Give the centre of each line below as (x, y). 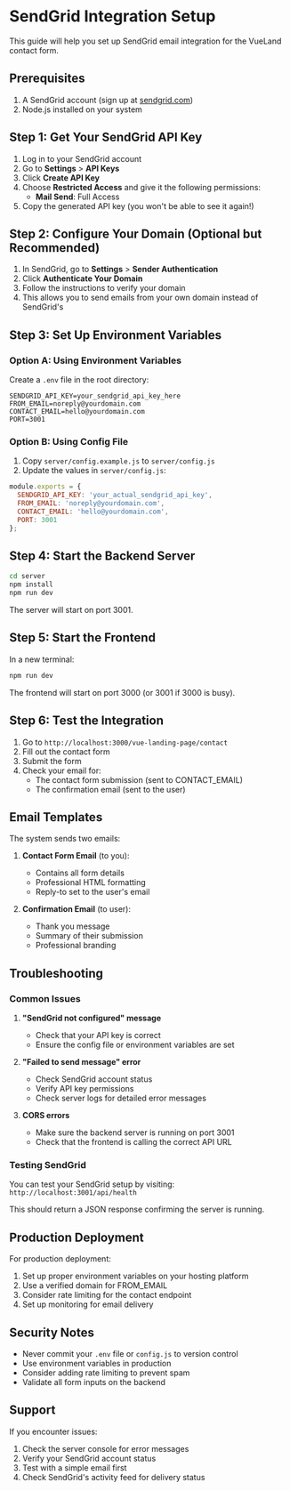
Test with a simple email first (74, 1467)
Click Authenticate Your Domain (82, 278)
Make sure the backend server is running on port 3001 (135, 1132)
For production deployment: (60, 1259)
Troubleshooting (56, 973)
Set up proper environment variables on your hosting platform (135, 1276)
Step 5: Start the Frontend (82, 638)
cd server (28, 576)
